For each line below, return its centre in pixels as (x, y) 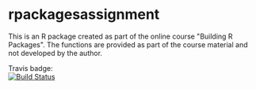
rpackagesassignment (84, 15)
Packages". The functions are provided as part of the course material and (128, 44)
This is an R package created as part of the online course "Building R (120, 36)
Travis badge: (31, 68)
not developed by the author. (55, 53)
